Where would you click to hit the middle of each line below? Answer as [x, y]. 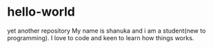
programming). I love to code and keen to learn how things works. [101, 37]
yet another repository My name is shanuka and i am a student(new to [106, 31]
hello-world [41, 12]
